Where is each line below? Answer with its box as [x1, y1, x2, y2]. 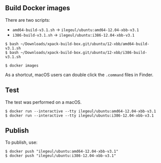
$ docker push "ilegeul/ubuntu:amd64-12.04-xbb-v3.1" [5, 149, 119, 154]
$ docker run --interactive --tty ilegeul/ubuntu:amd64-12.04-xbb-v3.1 [5, 109, 156, 114]
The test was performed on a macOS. [5, 99, 82, 105]
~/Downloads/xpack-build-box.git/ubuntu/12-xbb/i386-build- [20, 50, 148, 55]
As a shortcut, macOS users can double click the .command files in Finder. [5, 72, 154, 78]
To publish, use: [5, 139, 38, 145]
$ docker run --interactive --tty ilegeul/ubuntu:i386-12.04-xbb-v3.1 [5, 113, 154, 118]
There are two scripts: [5, 17, 51, 23]
